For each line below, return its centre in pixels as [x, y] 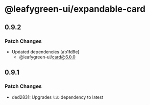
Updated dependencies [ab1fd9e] [45, 52]
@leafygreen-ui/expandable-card [75, 9]
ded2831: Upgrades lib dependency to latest [57, 97]
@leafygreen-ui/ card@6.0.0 [47, 57]
